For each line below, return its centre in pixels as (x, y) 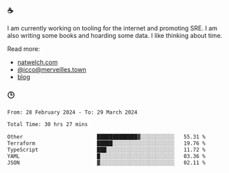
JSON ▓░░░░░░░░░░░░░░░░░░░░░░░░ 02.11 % (107, 163)
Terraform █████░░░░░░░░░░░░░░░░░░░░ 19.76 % (107, 143)
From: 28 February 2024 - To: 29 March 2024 (72, 112)
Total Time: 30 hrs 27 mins (48, 125)
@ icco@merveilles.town (52, 70)
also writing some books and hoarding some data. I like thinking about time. (115, 36)
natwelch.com (37, 62)
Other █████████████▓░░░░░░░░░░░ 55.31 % (107, 137)
